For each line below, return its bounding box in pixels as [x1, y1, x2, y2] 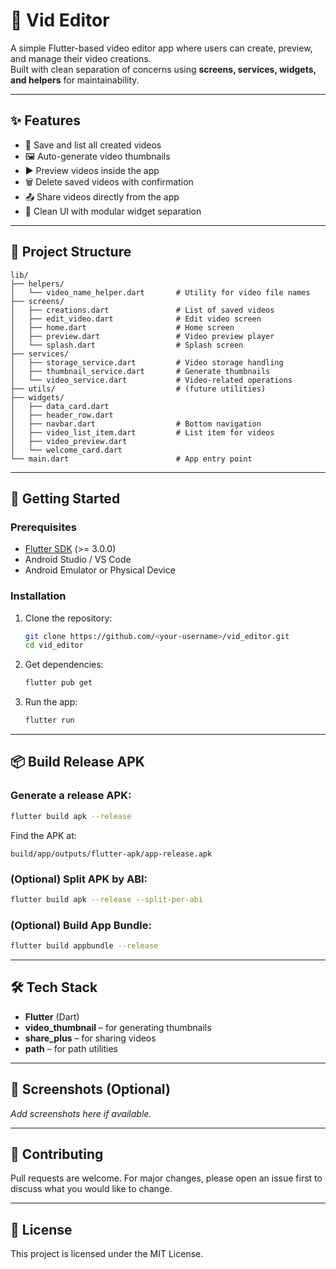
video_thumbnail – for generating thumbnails [24, 1021, 212, 1033]
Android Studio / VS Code [24, 554, 132, 566]
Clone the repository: [24, 612, 113, 624]
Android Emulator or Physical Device [24, 564, 176, 576]
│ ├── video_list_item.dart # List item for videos [10, 427, 275, 438]
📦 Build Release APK [10, 754, 145, 771]
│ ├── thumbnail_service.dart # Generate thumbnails [10, 366, 271, 376]
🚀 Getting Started [10, 490, 121, 507]
